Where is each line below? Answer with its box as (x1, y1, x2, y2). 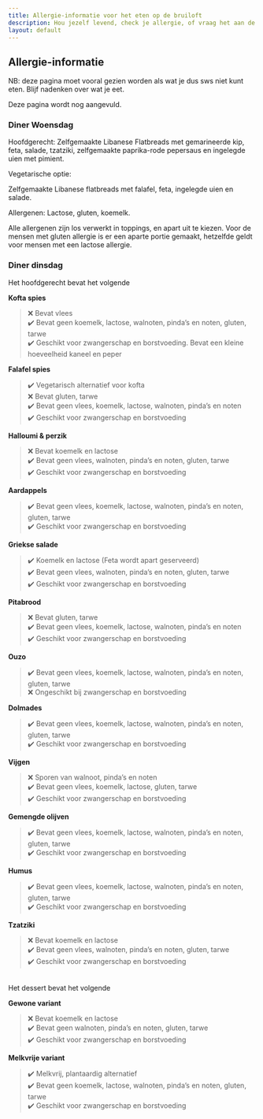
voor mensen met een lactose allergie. (8, 240, 132, 250)
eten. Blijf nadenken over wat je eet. (8, 84, 124, 94)
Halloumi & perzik (8, 431, 67, 440)
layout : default (8, 26, 61, 34)
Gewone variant (8, 998, 61, 1008)
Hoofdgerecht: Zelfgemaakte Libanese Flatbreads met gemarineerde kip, (8, 137, 245, 146)
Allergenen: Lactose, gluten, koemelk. (8, 208, 131, 217)
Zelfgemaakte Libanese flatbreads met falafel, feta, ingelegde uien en (8, 184, 234, 194)
